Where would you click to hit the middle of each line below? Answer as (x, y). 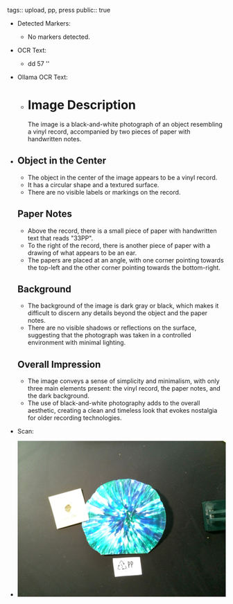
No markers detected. (59, 37)
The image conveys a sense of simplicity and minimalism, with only (123, 381)
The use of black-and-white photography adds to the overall (114, 403)
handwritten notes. (54, 139)
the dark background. (59, 396)
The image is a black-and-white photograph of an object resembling (125, 124)
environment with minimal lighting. (77, 343)
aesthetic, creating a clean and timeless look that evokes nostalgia (122, 411)
